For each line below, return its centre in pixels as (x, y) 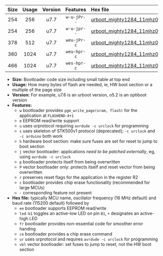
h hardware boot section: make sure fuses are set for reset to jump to (88, 141)
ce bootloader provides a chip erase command (66, 234)
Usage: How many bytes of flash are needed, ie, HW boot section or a (82, 85)
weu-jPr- (76, 40)
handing (27, 229)
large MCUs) (32, 188)
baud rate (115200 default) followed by (50, 203)
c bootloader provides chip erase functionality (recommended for (85, 182)
